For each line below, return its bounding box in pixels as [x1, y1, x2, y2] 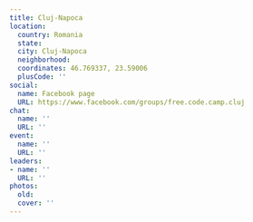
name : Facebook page [17, 89, 95, 98]
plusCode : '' [17, 72, 67, 82]
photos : [9, 182, 39, 191]
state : [17, 38, 43, 48]
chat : [9, 106, 30, 115]
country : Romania [17, 30, 83, 39]
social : [9, 81, 39, 90]
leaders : [9, 156, 43, 166]
